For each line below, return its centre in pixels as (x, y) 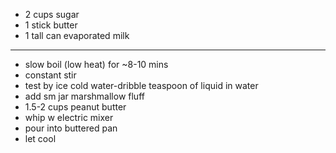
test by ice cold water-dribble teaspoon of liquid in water (141, 85)
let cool (40, 138)
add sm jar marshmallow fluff (84, 96)
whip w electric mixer (69, 117)
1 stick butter (51, 25)
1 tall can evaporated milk (77, 35)
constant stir (50, 75)
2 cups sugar (52, 14)
